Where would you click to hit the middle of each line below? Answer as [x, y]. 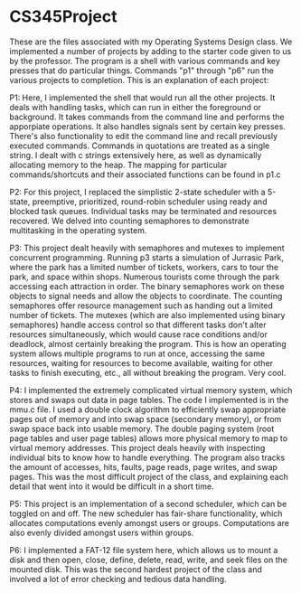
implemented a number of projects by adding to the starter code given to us [150, 51]
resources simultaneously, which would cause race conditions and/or [139, 334]
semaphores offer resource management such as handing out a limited [141, 306]
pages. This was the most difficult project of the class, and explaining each [149, 476]
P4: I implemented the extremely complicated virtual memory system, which [151, 390]
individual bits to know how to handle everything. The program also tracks [147, 457]
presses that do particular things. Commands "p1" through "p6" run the [141, 71]
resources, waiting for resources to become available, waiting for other [141, 362]
